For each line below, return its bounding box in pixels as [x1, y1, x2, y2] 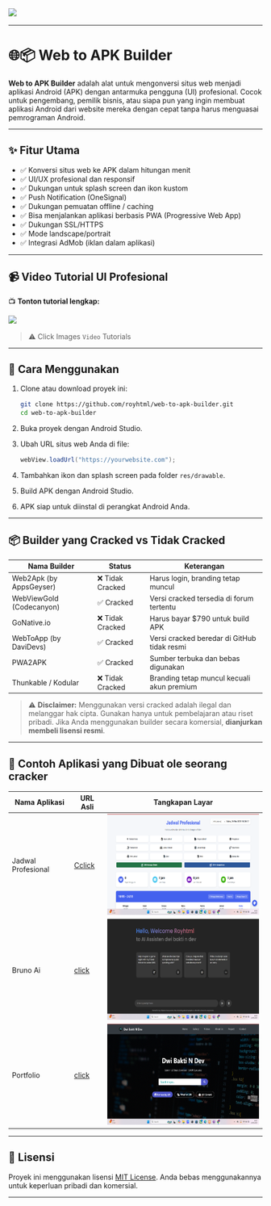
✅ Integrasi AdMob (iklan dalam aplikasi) [19, 237, 156, 247]
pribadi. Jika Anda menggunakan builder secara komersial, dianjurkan [27, 718, 263, 727]
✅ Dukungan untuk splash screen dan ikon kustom [19, 183, 189, 193]
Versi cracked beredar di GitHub [149, 634, 256, 643]
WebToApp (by [11, 634, 61, 643]
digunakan [149, 662, 186, 672]
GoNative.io [11, 618, 51, 628]
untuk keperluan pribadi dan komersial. [8, 1180, 139, 1190]
